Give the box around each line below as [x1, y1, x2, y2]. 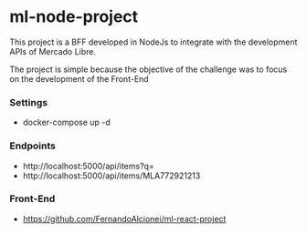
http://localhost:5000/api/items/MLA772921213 [22, 170, 201, 181]
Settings [9, 96, 48, 108]
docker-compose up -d [22, 116, 111, 128]
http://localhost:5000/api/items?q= [22, 160, 155, 171]
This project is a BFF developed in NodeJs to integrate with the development [9, 36, 298, 47]
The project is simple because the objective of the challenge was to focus [9, 64, 288, 75]
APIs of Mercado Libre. [9, 46, 97, 56]
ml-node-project [9, 6, 139, 27]
